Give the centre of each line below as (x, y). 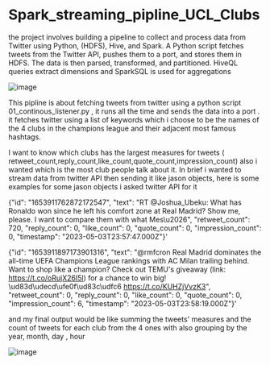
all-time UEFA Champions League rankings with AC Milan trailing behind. (129, 260)
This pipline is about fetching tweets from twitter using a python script (125, 102)
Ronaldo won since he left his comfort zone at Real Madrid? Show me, (125, 210)
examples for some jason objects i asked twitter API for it (103, 186)
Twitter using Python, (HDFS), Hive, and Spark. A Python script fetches (126, 45)
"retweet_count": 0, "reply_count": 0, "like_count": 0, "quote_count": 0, (125, 295)
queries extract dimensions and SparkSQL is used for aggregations (120, 71)
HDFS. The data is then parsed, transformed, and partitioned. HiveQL (123, 63)
